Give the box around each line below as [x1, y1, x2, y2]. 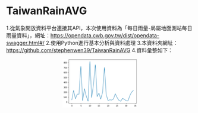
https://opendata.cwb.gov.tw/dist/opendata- [50, 31, 159, 39]
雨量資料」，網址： [6, 31, 51, 39]
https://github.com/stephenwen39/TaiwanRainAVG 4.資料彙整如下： [6, 46, 174, 54]
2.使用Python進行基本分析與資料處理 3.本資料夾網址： [45, 39, 178, 46]
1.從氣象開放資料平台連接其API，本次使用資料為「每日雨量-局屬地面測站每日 [6, 24, 193, 31]
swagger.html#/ [6, 39, 45, 46]
